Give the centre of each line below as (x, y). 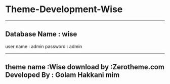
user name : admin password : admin (44, 46)
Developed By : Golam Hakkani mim (62, 75)
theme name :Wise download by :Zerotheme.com (85, 67)
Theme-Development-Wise (64, 9)
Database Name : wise (41, 34)
